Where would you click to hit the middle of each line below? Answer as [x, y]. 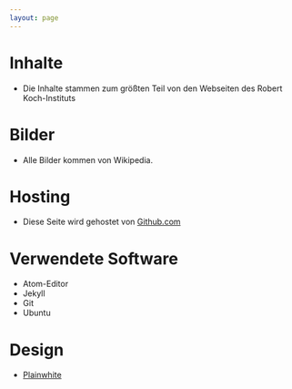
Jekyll [34, 293]
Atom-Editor [45, 284]
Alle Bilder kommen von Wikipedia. [87, 159]
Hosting [40, 196]
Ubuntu [37, 313]
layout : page [34, 18]
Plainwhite [42, 375]
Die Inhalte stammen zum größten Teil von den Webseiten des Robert [152, 88]
